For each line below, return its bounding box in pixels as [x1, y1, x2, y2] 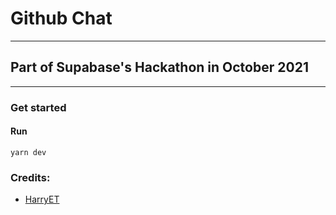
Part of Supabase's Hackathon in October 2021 [10, 59, 309, 76]
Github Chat [10, 7, 113, 30]
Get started [10, 100, 67, 114]
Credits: [10, 170, 51, 184]
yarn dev [10, 147, 47, 157]
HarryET [24, 193, 60, 206]
